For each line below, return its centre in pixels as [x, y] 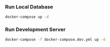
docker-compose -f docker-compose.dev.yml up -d [55, 40]
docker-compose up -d [27, 17]
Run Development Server [35, 29]
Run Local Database [29, 7]
